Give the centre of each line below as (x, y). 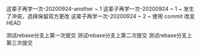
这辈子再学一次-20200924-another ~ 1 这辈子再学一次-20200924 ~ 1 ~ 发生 (100, 9)
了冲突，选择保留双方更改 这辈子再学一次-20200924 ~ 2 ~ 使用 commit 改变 (101, 16)
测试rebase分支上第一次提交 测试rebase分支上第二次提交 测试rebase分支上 (99, 35)
